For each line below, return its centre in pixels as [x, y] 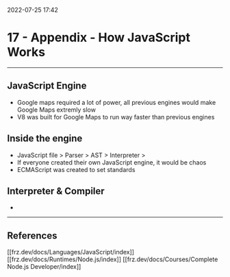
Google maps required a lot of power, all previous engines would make [116, 102]
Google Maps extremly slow [56, 110]
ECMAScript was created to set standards [76, 169]
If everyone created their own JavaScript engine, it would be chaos [112, 162]
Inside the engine [45, 139]
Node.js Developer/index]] [44, 267]
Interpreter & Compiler [56, 191]
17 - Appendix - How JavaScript [99, 38]
